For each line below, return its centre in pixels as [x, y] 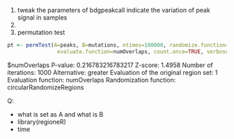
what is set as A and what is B [60, 114]
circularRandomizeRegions [46, 87]
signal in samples [42, 17]
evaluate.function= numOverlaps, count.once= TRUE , [130, 52]
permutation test [41, 32]
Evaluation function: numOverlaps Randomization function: [92, 80]
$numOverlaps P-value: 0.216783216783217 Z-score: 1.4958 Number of [110, 65]
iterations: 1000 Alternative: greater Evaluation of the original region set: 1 [112, 72]
